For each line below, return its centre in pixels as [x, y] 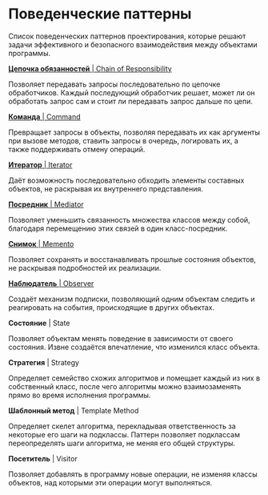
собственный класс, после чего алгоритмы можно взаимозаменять [125, 386]
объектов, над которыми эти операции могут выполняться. [110, 482]
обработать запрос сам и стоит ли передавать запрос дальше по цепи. [131, 101]
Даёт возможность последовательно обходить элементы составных [126, 180]
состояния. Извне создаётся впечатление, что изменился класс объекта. [134, 347]
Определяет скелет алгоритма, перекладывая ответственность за [122, 426]
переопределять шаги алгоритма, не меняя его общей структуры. [122, 443]
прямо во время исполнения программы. [80, 395]
